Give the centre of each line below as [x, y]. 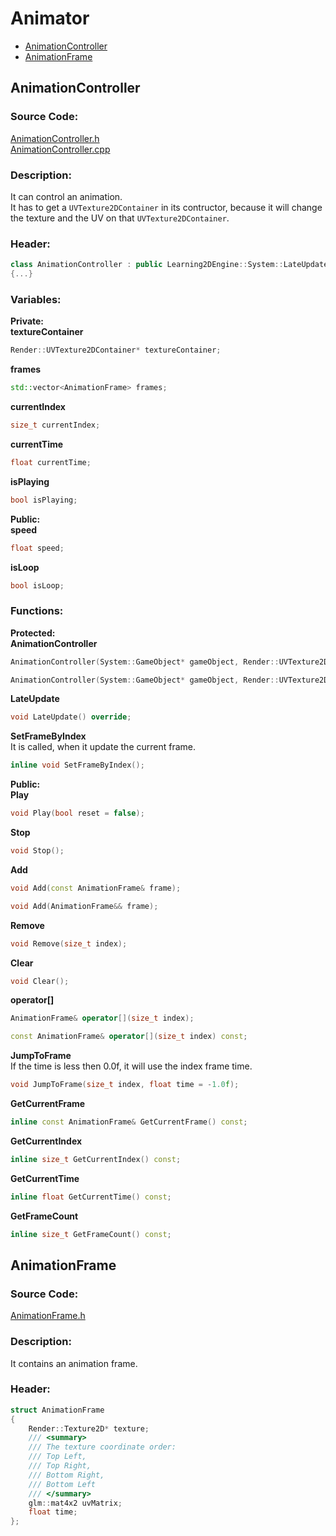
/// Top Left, [57, 1457]
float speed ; [37, 548]
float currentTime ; [51, 462]
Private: [27, 321]
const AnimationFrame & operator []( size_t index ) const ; [129, 1037]
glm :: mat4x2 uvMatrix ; [75, 1503]
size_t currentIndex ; [55, 425]
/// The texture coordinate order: [102, 1447]
